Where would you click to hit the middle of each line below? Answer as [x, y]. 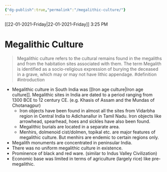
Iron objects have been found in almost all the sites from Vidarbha [87, 110]
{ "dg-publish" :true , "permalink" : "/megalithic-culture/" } [65, 10]
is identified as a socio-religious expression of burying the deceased [87, 69]
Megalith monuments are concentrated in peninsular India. [72, 142]
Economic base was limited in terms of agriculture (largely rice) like [81, 158]
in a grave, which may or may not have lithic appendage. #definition [87, 74]
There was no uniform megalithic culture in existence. [67, 148]
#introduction [31, 79]
